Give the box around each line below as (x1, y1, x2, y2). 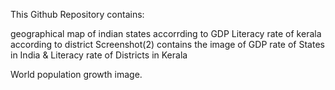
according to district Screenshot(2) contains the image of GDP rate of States (10, 39, 325, 50)
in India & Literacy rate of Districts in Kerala (10, 49, 188, 61)
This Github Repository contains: (10, 9, 145, 20)
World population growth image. (10, 69, 143, 80)
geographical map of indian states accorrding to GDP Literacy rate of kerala (10, 28, 322, 39)
